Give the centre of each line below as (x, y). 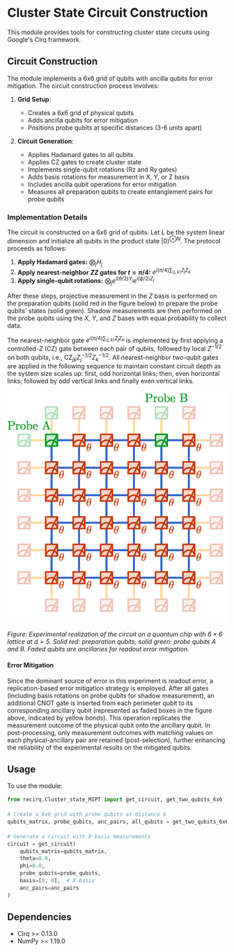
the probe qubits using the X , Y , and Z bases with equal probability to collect (117, 318)
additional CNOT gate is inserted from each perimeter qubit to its (100, 703)
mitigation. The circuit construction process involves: (83, 86)
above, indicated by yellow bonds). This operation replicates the (99, 718)
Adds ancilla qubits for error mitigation (83, 120)
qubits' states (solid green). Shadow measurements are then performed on (114, 310)
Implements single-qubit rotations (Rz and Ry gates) (102, 169)
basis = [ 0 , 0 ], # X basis (57, 881)
